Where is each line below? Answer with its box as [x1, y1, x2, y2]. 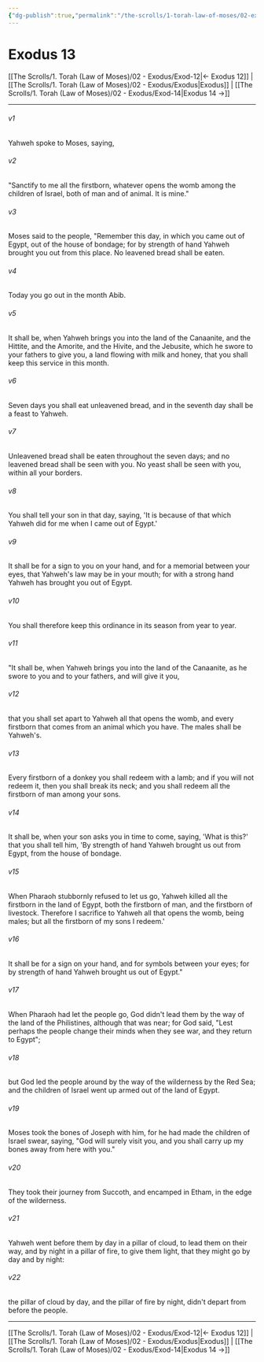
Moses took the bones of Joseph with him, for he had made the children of [8, 1128, 251, 1137]
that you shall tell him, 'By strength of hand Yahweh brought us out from [8, 841, 241, 850]
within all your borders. [8, 468, 82, 477]
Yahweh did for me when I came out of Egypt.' [8, 519, 158, 529]
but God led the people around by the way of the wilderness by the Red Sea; [8, 1077, 256, 1087]
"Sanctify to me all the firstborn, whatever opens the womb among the [8, 180, 236, 190]
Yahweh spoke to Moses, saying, [8, 138, 115, 147]
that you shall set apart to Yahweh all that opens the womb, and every [8, 714, 234, 723]
